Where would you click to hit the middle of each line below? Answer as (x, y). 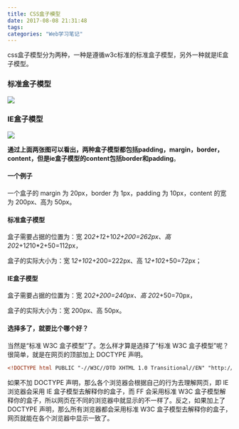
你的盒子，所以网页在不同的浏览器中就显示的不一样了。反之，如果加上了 (119, 400)
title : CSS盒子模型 (34, 14)
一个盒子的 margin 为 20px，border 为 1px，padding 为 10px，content (110, 194)
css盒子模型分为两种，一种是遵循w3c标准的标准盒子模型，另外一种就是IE (115, 55)
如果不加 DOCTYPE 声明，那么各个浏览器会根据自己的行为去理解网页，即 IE (118, 382)
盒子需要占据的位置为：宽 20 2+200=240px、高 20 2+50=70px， (102, 295)
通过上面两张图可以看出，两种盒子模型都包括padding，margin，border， (116, 149)
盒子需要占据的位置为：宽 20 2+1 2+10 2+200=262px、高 (89, 237)
